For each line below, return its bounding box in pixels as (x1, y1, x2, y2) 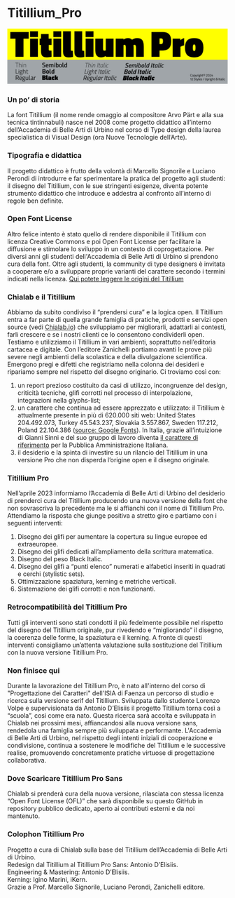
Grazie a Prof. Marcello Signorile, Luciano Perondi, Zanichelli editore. (7, 883, 205, 891)
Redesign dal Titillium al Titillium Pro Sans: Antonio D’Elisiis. (7, 860, 178, 869)
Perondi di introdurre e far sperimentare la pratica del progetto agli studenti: (7, 174, 226, 182)
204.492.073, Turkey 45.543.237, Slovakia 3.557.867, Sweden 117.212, (17, 419, 218, 427)
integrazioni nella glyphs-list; (17, 396, 101, 405)
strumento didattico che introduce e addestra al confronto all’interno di (7, 189, 211, 197)
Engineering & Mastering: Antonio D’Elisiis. (7, 868, 130, 876)
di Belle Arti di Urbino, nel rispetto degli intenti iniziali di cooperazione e (7, 734, 213, 742)
